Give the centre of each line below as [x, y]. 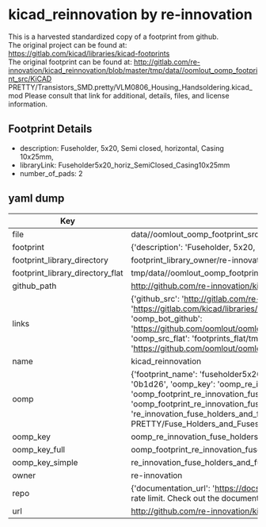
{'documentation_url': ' [173, 488]
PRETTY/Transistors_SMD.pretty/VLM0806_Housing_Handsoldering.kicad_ [131, 87]
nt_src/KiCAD [30, 79]
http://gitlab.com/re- [167, 62]
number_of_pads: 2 [51, 173]
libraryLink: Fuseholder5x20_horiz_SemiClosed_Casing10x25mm [125, 165]
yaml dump [36, 199]
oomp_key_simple [45, 462]
